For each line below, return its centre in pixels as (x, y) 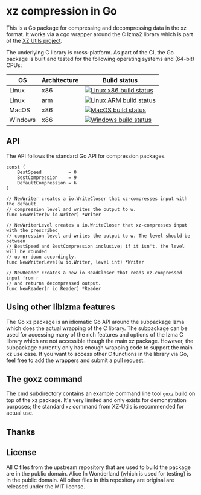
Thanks (21, 432)
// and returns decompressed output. (54, 283)
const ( (16, 167)
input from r (23, 278)
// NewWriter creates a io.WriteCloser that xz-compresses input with (97, 199)
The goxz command (44, 379)
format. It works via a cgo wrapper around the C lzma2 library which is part (100, 34)
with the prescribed (32, 230)
